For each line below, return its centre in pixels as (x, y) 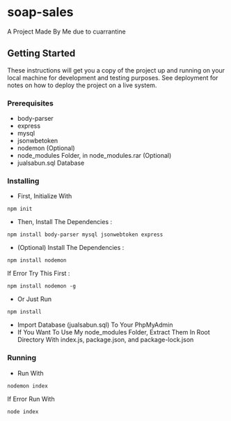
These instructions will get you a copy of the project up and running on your (116, 70)
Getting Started (41, 53)
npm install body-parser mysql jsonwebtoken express (85, 235)
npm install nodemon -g (42, 286)
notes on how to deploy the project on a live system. (82, 85)
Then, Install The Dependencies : (65, 222)
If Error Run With (31, 399)
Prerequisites (30, 103)
